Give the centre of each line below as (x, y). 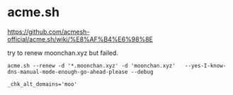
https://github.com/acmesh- (49, 32)
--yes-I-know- (205, 65)
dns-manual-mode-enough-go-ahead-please (68, 72)
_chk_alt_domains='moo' (42, 84)
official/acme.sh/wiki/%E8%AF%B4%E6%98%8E (80, 39)
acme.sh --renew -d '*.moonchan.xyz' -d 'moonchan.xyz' (91, 65)
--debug (142, 72)
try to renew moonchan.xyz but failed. (63, 53)
